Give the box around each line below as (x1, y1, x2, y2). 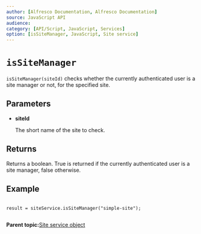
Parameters (6, 99, 51, 109)
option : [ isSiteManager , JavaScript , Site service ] (6, 31, 138, 37)
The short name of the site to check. (14, 126, 105, 133)
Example (6, 184, 40, 194)
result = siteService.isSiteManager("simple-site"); (6, 205, 141, 211)
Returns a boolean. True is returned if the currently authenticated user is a (6, 160, 190, 167)
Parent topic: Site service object (6, 221, 85, 228)
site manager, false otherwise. (6, 166, 81, 174)
